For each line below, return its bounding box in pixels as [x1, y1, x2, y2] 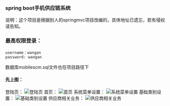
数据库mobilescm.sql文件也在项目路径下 [5, 64, 89, 70]
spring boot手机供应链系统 [5, 4, 71, 11]
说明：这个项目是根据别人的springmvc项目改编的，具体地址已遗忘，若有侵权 [5, 17, 165, 23]
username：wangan [5, 50, 42, 55]
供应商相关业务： [48, 95, 84, 101]
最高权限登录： [5, 37, 42, 44]
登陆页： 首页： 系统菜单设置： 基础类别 [5, 89, 157, 95]
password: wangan [5, 54, 42, 59]
